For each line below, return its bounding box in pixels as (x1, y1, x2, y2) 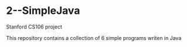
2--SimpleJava (6, 4, 81, 17)
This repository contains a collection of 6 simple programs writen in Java (6, 34, 182, 41)
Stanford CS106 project (6, 23, 63, 30)
